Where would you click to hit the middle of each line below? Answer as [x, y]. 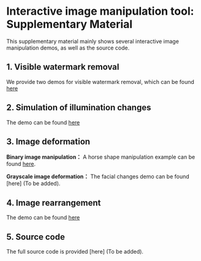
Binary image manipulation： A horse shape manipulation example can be [101, 157]
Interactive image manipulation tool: [100, 11]
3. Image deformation [48, 141]
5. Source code [36, 237]
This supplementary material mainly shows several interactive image [93, 41]
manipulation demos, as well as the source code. [68, 48]
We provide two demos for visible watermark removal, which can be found [100, 81]
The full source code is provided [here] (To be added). [75, 252]
